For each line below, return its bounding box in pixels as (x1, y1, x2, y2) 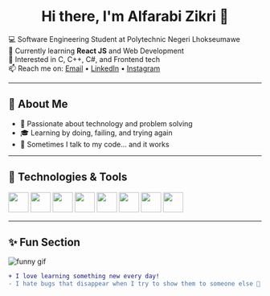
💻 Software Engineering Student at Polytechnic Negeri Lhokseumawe (8, 34, 241, 43)
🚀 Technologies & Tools (8, 171, 128, 184)
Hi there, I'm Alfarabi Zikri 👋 (41, 7, 229, 26)
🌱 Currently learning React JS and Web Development (8, 46, 185, 55)
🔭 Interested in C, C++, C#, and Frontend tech (8, 54, 161, 64)
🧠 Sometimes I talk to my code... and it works (19, 139, 170, 149)
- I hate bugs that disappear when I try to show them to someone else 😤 (8, 280, 261, 288)
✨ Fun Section (8, 235, 80, 249)
